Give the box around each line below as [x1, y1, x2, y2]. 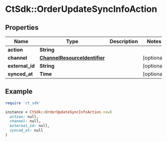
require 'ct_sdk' [5, 100, 41, 105]
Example [5, 87, 33, 96]
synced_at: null [9, 128, 43, 133]
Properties [5, 23, 39, 32]
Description [109, 38, 138, 45]
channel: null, [9, 119, 41, 124]
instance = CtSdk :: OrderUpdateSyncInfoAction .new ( [5, 109, 112, 115]
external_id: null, [9, 123, 50, 129]
